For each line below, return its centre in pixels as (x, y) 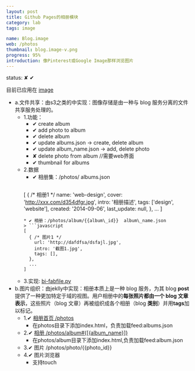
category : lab (24, 22)
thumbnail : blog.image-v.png (42, 50)
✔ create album (51, 123)
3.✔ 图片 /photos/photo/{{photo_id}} (68, 347)
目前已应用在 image (30, 90)
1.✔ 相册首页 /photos (49, 318)
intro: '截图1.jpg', (59, 249)
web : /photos (22, 44)
